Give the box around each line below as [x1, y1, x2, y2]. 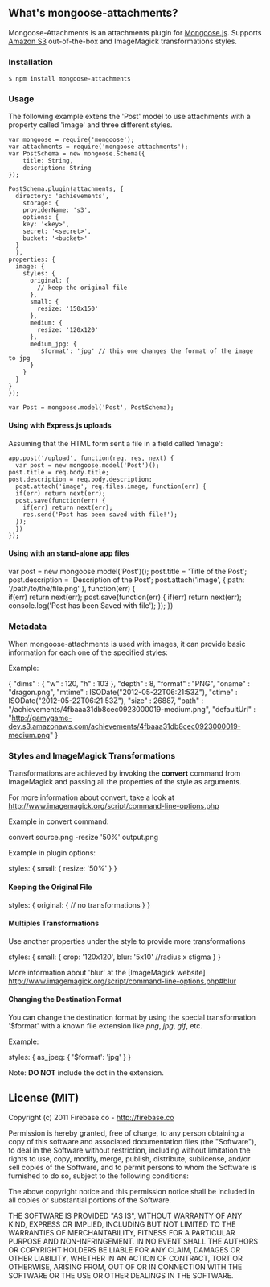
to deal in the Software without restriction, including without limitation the [8, 1145, 251, 1155]
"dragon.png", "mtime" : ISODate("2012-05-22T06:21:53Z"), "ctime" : [8, 688, 239, 697]
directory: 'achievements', [15, 192, 110, 201]
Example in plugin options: [8, 848, 96, 858]
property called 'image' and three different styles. [8, 120, 173, 130]
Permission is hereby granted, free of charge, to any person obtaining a [8, 1128, 245, 1138]
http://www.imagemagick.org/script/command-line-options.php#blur [8, 976, 237, 986]
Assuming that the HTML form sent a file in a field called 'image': [8, 438, 223, 448]
